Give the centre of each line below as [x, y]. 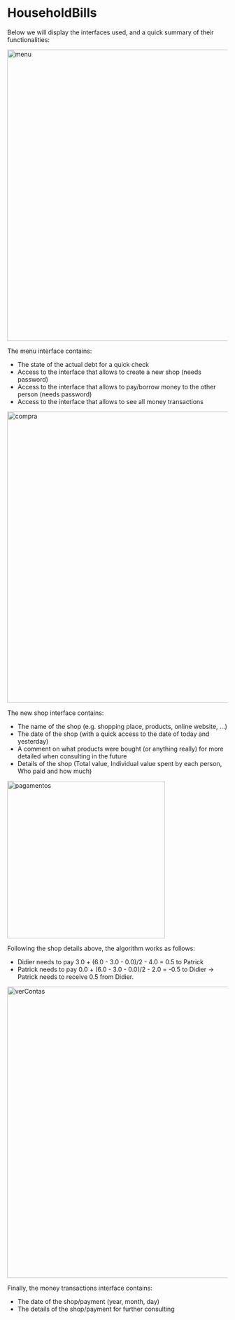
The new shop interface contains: [56, 713]
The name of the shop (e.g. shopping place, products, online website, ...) [122, 726]
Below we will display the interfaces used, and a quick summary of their [111, 32]
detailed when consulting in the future [72, 756]
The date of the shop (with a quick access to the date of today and [113, 734]
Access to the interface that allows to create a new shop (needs [109, 372]
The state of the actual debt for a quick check [83, 364]
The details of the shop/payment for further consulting [96, 1309]
